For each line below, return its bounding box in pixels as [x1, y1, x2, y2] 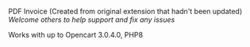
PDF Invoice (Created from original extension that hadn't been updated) [8, 7, 243, 16]
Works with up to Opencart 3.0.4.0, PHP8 [8, 31, 144, 39]
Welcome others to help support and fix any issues [8, 15, 175, 24]
